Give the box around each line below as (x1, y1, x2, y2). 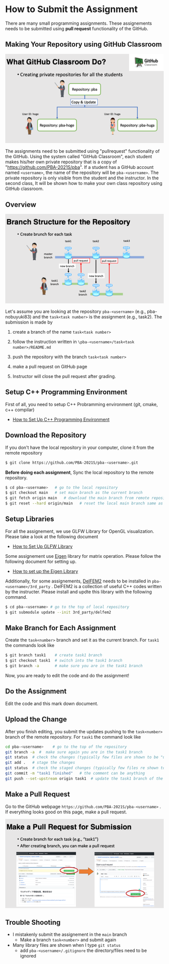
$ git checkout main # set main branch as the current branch (5, 490, 143, 495)
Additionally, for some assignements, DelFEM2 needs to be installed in (5, 578, 151, 584)
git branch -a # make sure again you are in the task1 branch (5, 749, 143, 754)
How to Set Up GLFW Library (12, 543, 73, 549)
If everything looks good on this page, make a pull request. (5, 809, 127, 815)
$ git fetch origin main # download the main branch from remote (5, 495, 150, 501)
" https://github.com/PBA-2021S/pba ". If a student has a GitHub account (5, 164, 154, 170)
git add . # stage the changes (5, 760, 75, 765)
